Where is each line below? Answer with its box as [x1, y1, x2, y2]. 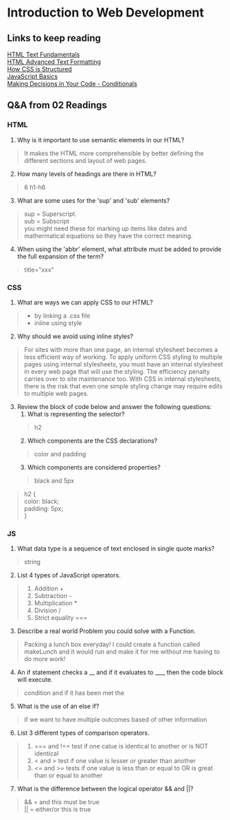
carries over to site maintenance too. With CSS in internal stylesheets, [23, 375, 222, 383]
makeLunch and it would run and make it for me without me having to [23, 647, 220, 656]
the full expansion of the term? [16, 252, 104, 261]
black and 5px [34, 476, 74, 485]
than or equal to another [34, 771, 103, 779]
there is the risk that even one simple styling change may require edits [23, 381, 223, 390]
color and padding [34, 450, 87, 458]
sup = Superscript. [23, 210, 77, 218]
